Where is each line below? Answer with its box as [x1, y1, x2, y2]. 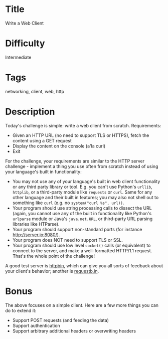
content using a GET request [12, 137, 72, 143]
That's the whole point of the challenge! [12, 253, 95, 259]
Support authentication [12, 322, 60, 328]
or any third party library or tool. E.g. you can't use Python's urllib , [12, 184, 152, 190]
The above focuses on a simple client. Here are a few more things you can [5, 302, 159, 308]
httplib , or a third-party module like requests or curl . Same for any [12, 189, 152, 195]
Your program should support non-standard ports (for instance [12, 226, 142, 232]
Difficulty [5, 38, 45, 49]
